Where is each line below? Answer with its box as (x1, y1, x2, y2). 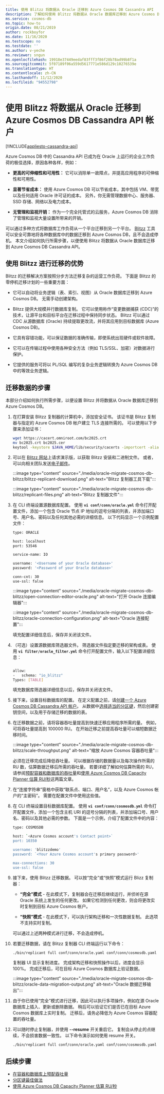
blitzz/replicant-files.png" (12, 491, 64, 497)
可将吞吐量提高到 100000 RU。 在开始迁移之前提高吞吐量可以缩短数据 (12, 726, 153, 732)
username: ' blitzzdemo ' (12, 847, 61, 852)
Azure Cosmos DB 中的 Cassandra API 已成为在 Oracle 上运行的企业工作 (5, 153, 151, 159)
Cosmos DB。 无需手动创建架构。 (12, 296, 80, 302)
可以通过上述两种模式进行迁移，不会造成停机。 (12, 930, 107, 936)
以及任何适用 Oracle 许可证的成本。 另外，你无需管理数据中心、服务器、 (12, 192, 158, 198)
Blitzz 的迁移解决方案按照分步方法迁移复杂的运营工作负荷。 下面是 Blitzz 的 (5, 273, 156, 279)
